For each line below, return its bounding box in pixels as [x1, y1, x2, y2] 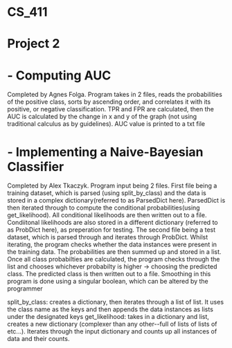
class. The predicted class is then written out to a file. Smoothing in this [7, 270, 211, 278]
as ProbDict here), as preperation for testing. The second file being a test [7, 226, 216, 234]
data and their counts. [7, 335, 70, 343]
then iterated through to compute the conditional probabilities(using [7, 203, 200, 212]
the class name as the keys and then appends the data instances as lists [7, 305, 213, 313]
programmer [7, 284, 43, 293]
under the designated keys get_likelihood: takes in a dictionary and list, [7, 313, 210, 321]
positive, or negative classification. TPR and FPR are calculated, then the [7, 105, 215, 113]
